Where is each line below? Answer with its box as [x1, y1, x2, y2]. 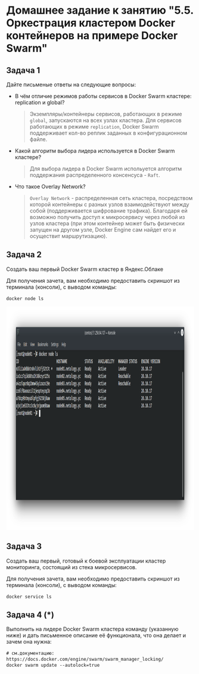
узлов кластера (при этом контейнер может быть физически [29, 220, 185, 227]
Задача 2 [6, 249, 42, 260]
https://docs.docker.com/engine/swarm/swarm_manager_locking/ [6, 656, 164, 663]
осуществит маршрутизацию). [29, 233, 107, 239]
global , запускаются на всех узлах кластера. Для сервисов [29, 117, 182, 124]
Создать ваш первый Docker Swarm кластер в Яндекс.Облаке [6, 266, 164, 273]
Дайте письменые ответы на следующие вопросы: [6, 81, 136, 88]
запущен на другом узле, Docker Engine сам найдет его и [29, 226, 176, 233]
